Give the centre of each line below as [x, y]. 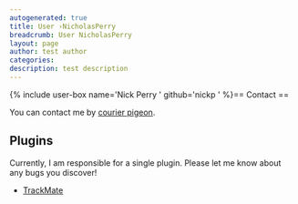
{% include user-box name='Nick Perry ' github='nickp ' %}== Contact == [149, 94]
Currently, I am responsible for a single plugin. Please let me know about [145, 163]
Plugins [31, 141]
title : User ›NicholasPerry [63, 26]
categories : [32, 60]
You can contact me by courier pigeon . [82, 112]
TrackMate [43, 190]
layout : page [34, 43]
